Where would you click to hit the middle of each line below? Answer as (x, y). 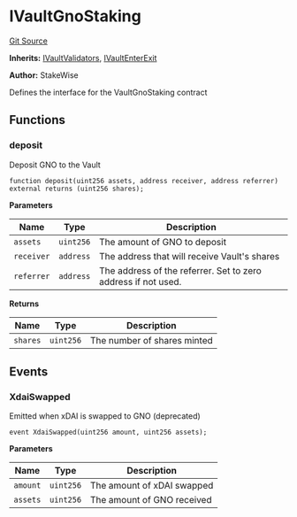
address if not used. (140, 282)
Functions (38, 120)
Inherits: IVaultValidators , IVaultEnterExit (83, 58)
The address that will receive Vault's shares (189, 256)
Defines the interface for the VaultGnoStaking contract (108, 92)
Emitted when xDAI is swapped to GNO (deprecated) (105, 416)
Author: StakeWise (44, 75)
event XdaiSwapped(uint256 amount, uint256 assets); (108, 432)
